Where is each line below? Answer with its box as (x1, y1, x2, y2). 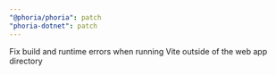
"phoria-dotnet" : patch (9, 21, 98, 30)
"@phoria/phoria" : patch (9, 12, 102, 22)
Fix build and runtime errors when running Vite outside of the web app (9, 46, 268, 56)
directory (9, 55, 43, 66)
